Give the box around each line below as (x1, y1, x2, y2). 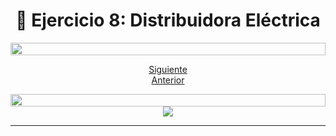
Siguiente (148, 63, 188, 75)
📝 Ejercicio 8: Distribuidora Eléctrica (15, 9, 321, 32)
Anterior (151, 74, 185, 86)
